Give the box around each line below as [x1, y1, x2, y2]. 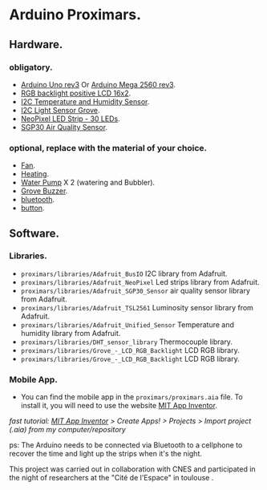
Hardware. [9, 38, 63, 51]
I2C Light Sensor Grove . [20, 105, 100, 115]
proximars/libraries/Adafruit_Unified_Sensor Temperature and [20, 319, 235, 330]
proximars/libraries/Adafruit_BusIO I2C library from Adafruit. [20, 269, 228, 278]
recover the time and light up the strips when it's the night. [9, 449, 203, 459]
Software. [9, 226, 59, 240]
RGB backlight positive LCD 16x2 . [20, 88, 131, 98]
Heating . [20, 169, 50, 179]
